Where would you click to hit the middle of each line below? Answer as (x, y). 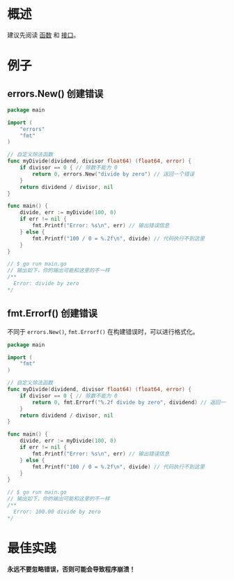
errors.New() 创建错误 (55, 94)
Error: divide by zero (46, 284)
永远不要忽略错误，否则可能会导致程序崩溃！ (71, 569)
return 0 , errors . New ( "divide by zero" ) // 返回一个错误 (114, 174)
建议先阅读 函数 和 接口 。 (44, 35)
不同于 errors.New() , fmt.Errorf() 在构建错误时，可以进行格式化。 (103, 331)
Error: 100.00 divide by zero (57, 512)
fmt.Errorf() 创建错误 (52, 313)
